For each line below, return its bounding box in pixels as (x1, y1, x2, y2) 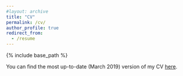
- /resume (11, 36, 35, 42)
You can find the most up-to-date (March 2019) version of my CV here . (6, 63, 178, 70)
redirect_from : (6, 30, 43, 36)
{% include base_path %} (6, 52, 68, 58)
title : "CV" (6, 14, 35, 20)
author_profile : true (6, 25, 59, 31)
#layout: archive (6, 8, 49, 15)
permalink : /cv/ (6, 19, 46, 25)
